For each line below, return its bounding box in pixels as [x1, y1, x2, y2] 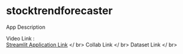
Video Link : [6, 35, 35, 42]
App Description [6, 23, 46, 31]
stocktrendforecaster [6, 4, 113, 18]
